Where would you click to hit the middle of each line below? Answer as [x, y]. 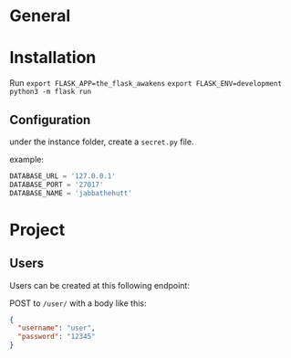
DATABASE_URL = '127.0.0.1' [63, 176]
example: [26, 159]
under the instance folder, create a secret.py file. [102, 142]
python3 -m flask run [51, 92]
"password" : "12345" [57, 337]
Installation [53, 58]
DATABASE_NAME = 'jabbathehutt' [71, 193]
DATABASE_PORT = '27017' [57, 184]
